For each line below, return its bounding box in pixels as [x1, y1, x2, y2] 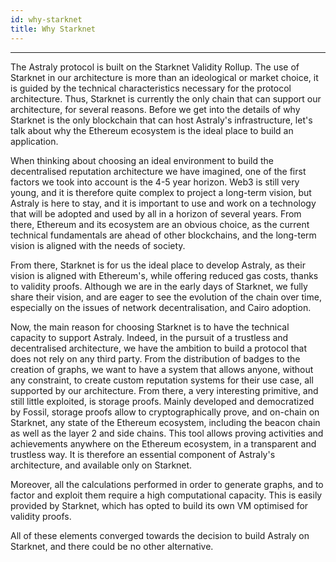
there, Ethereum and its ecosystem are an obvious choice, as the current [10, 218, 310, 230]
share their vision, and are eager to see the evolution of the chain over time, [10, 291, 322, 303]
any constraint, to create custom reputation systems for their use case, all [10, 374, 314, 386]
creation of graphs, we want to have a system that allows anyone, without [10, 363, 314, 375]
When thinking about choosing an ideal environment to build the [10, 154, 274, 166]
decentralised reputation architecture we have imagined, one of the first [10, 165, 307, 177]
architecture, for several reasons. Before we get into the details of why [10, 103, 301, 115]
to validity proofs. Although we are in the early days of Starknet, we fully [10, 280, 308, 292]
